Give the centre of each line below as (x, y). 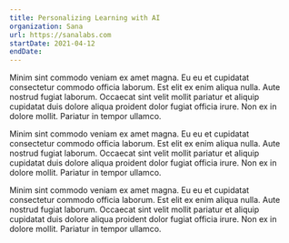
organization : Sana (46, 26)
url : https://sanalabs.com (60, 35)
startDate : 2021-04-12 (52, 43)
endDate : (26, 52)
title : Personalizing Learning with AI (85, 18)
